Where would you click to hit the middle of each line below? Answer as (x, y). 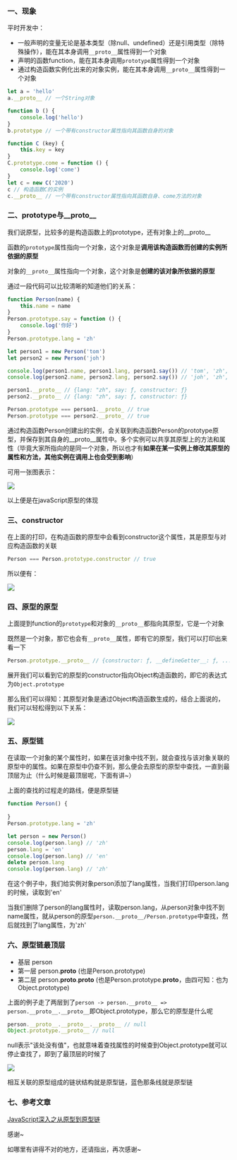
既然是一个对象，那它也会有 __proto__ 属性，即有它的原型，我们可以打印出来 (117, 639)
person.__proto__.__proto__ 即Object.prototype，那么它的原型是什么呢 (110, 1011)
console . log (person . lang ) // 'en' (58, 856)
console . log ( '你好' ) (49, 326)
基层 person (35, 961)
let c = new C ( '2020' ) (41, 183)
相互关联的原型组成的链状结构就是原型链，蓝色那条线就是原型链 (100, 1082)
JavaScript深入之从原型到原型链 (54, 1119)
